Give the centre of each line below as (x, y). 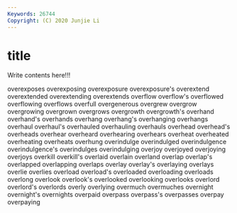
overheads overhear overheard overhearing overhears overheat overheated (118, 134)
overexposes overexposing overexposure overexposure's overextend (109, 89)
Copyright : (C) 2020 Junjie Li (54, 21)
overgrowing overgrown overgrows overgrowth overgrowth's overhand (111, 111)
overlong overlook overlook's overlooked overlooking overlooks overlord (114, 180)
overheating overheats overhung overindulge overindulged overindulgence (117, 142)
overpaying (24, 202)
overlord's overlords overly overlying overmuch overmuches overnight (111, 187)
